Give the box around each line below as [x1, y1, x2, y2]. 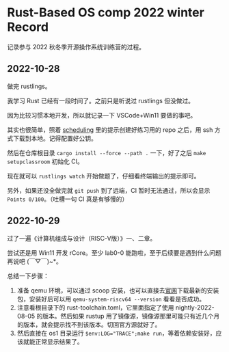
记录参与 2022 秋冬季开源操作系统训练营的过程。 [7, 42, 146, 51]
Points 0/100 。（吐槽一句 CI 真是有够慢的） [7, 195, 129, 203]
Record [7, 19, 49, 35]
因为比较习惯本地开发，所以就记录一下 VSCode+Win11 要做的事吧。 [7, 111, 197, 119]
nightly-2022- [175, 303, 215, 312]
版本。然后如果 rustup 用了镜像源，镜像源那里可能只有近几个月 [42, 312, 220, 320]
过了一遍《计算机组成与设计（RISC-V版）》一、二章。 [7, 234, 157, 242]
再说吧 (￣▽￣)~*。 [7, 257, 63, 265]
